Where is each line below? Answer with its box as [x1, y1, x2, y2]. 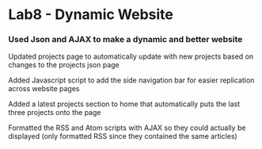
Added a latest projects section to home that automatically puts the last [8, 99, 241, 109]
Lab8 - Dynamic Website [8, 6, 174, 24]
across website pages [8, 84, 80, 94]
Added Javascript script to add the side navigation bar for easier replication [8, 75, 255, 85]
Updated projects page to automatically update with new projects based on [8, 52, 254, 61]
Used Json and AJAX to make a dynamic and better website [8, 34, 243, 45]
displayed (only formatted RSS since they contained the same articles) [8, 132, 237, 141]
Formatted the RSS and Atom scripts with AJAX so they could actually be [8, 123, 246, 132]
